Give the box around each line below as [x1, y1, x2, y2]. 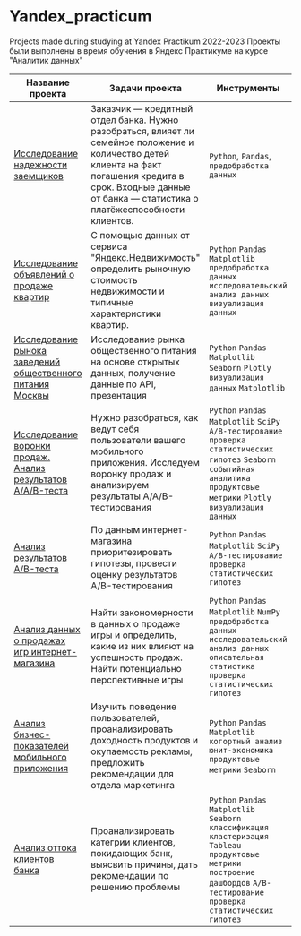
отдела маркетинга [90, 778, 176, 791]
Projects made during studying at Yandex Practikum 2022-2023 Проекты [9, 36, 281, 47]
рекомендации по [90, 869, 169, 881]
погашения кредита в [90, 169, 185, 182]
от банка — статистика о [90, 192, 199, 204]
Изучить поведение [90, 700, 177, 713]
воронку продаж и [90, 468, 172, 480]
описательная [209, 652, 264, 662]
